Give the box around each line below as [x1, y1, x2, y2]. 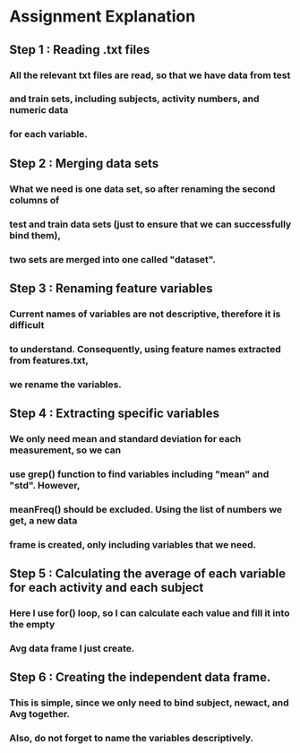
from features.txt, [9, 354, 90, 367]
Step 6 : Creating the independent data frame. [9, 670, 271, 685]
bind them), [9, 229, 61, 241]
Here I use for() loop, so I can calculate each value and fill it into [9, 607, 290, 619]
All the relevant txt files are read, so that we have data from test [9, 69, 291, 82]
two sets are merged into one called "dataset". [9, 253, 217, 265]
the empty [9, 619, 56, 631]
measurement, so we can [9, 444, 122, 456]
